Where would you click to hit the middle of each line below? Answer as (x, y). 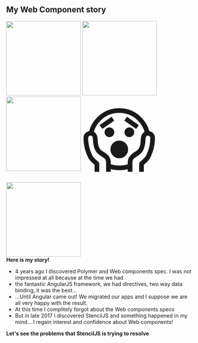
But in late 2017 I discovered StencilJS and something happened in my (101, 316)
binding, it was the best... (46, 290)
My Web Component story (56, 10)
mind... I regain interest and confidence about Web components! (94, 322)
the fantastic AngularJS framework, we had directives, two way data (99, 284)
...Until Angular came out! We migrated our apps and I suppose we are (101, 297)
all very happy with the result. (51, 303)
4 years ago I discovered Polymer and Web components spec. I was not (103, 271)
